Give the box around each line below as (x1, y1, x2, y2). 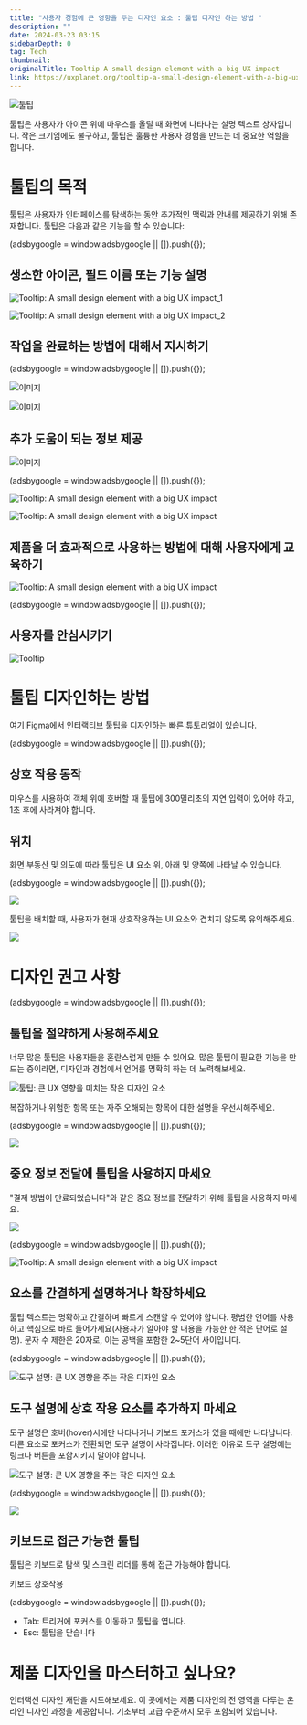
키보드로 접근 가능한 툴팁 (9, 1533, 140, 1549)
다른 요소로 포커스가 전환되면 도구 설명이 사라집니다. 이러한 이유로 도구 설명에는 (9, 1438, 292, 1449)
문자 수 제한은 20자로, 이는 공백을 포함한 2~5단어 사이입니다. (24, 1334, 242, 1345)
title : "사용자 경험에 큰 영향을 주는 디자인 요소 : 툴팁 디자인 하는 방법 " (9, 13, 262, 23)
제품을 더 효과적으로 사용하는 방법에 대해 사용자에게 (9, 539, 281, 555)
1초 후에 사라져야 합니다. (9, 804, 96, 815)
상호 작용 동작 (9, 767, 82, 783)
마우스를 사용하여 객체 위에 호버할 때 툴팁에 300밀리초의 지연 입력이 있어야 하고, (9, 793, 295, 804)
